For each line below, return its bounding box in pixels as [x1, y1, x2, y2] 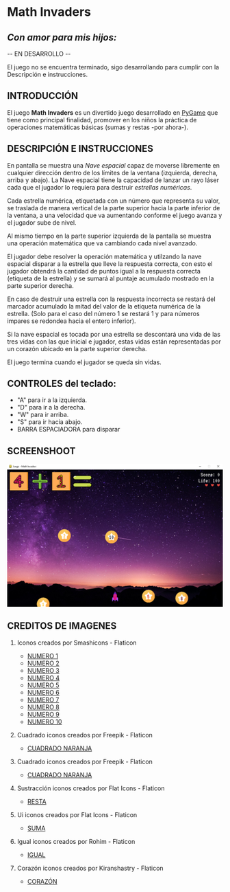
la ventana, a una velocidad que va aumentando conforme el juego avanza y [7, 211, 222, 219]
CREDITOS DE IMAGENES [7, 620, 117, 632]
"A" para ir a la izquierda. [16, 396, 88, 404]
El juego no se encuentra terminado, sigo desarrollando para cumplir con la [7, 63, 220, 71]
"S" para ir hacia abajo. [16, 418, 83, 426]
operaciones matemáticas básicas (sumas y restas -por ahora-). [7, 123, 188, 131]
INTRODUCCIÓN [7, 90, 79, 102]
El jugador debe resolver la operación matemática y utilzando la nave [7, 252, 202, 260]
